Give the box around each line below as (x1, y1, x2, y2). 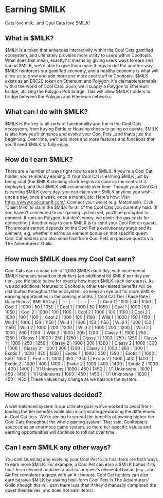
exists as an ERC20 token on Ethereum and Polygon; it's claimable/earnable (5, 78, 157, 84)
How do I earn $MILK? (5, 155, 73, 164)
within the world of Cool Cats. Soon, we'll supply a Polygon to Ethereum (5, 83, 149, 89)
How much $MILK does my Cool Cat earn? (5, 255, 135, 263)
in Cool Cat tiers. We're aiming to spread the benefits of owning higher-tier (5, 414, 155, 420)
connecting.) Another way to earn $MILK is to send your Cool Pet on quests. (5, 220, 158, 226)
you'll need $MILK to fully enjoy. (5, 141, 70, 147)
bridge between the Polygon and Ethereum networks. (5, 93, 112, 99)
